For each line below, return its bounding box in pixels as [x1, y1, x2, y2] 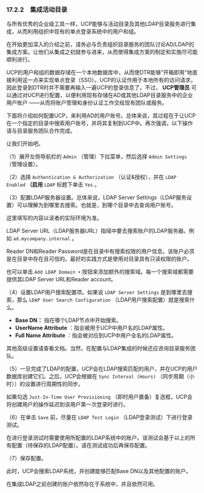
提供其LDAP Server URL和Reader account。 [6, 276, 117, 283]
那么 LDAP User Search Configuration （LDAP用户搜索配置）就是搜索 [16, 296, 190, 304]
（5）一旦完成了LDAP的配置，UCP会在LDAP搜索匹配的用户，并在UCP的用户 [6, 365, 198, 372]
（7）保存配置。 [6, 455, 47, 462]
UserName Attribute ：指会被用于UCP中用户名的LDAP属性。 [15, 324, 168, 332]
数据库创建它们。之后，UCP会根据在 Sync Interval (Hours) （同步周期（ [6, 373, 189, 380]
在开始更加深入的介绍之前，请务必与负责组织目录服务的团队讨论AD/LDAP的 [6, 41, 194, 48]
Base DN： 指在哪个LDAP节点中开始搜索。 [15, 317, 122, 324]
